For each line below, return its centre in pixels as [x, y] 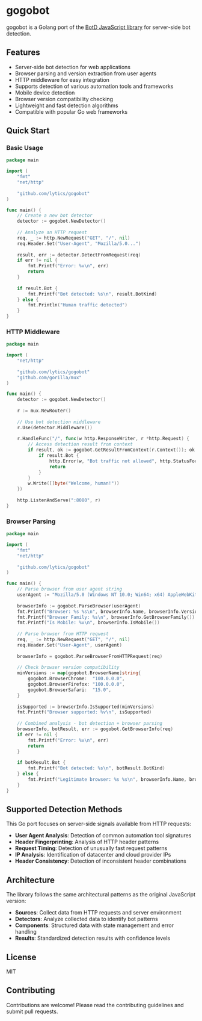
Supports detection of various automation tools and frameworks [94, 86]
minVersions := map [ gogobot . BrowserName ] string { [79, 673]
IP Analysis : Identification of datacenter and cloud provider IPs [93, 855]
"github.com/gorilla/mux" [50, 377]
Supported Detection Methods [64, 809]
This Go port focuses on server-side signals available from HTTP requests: [99, 824]
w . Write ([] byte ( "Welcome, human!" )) [74, 483]
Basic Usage [25, 148]
